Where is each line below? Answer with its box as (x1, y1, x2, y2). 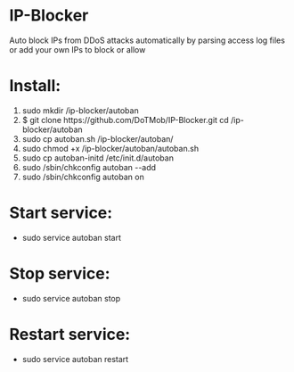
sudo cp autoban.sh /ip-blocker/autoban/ (21, 133, 174, 144)
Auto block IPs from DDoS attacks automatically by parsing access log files (9, 35, 285, 45)
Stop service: (9, 264, 110, 284)
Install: (9, 76, 61, 96)
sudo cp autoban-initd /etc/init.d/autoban (21, 153, 174, 163)
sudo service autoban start (21, 232, 122, 243)
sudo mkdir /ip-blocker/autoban (21, 104, 140, 116)
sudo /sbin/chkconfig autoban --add (21, 161, 157, 172)
